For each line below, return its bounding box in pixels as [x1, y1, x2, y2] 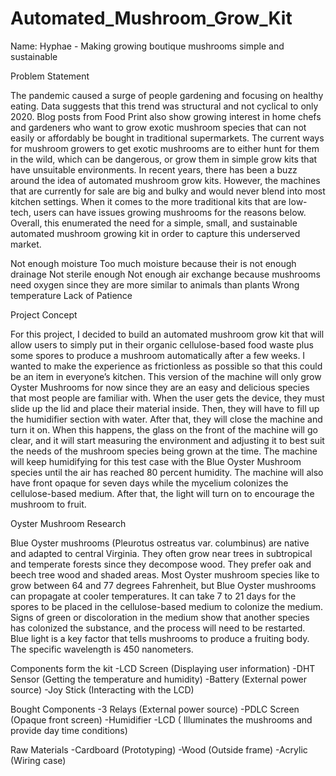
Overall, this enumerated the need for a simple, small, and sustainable [10, 217, 298, 229]
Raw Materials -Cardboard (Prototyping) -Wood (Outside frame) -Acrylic [10, 743, 308, 756]
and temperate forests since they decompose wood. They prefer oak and [10, 558, 312, 570]
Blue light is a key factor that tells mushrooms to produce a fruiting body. [10, 632, 310, 644]
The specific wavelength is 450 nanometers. [10, 643, 194, 655]
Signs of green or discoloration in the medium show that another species [10, 611, 310, 623]
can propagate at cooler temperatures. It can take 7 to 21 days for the [10, 590, 297, 602]
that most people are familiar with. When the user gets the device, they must [10, 392, 325, 404]
